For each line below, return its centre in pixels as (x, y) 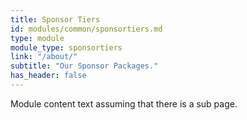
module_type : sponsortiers (66, 47)
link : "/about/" (44, 57)
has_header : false (48, 76)
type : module (37, 38)
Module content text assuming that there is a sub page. (124, 103)
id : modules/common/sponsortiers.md (86, 29)
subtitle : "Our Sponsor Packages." (84, 66)
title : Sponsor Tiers (55, 19)
